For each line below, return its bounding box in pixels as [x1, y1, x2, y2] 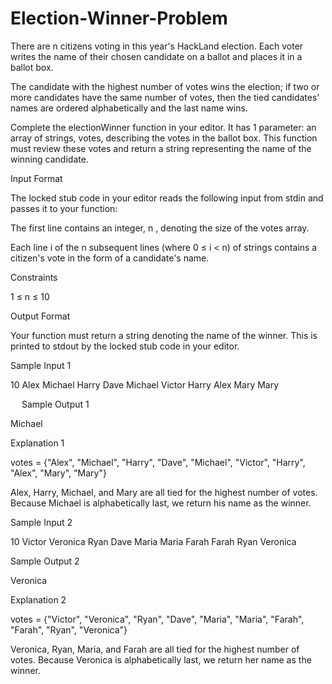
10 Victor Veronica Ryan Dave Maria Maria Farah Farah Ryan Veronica [10, 535, 297, 547]
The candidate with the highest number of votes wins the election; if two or [10, 80, 320, 92]
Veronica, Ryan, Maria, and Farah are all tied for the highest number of [10, 643, 300, 655]
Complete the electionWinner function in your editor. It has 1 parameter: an [10, 121, 317, 133]
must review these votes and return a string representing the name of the [10, 142, 312, 154]
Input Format [10, 172, 63, 184]
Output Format [10, 310, 71, 322]
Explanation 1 [10, 437, 65, 449]
